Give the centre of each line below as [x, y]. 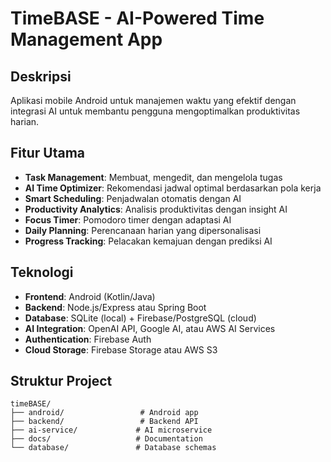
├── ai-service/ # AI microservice [111, 430]
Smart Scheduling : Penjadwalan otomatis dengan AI [133, 198]
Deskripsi [41, 76]
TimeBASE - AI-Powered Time [137, 18]
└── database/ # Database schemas [113, 448]
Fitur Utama [48, 153]
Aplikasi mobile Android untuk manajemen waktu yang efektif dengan [153, 100]
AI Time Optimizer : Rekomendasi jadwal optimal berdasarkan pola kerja [173, 188]
